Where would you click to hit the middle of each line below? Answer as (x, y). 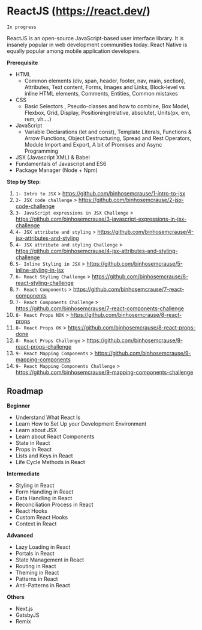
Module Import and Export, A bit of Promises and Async (93, 144)
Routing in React (36, 566)
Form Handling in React (44, 492)
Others (16, 597)
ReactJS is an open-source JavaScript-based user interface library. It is (95, 38)
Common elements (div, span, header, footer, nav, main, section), (105, 81)
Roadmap (25, 391)
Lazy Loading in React (43, 547)
